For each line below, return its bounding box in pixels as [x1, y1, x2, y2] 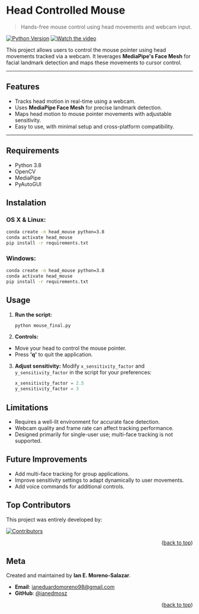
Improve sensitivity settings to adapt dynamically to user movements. [14, 477, 184, 484]
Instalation [6, 198, 46, 208]
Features [6, 82, 40, 92]
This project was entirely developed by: [6, 516, 102, 523]
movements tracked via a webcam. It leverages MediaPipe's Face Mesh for [6, 52, 191, 59]
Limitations [6, 402, 49, 412]
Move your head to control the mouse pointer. [14, 344, 127, 352]
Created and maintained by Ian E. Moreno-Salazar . [6, 572, 131, 579]
